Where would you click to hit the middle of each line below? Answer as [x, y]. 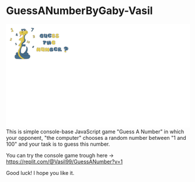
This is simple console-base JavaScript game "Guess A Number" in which [95, 132]
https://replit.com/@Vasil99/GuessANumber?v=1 [65, 162]
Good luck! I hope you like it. [40, 173]
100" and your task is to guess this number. [58, 144]
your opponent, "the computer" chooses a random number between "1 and [96, 138]
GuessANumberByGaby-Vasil [79, 11]
